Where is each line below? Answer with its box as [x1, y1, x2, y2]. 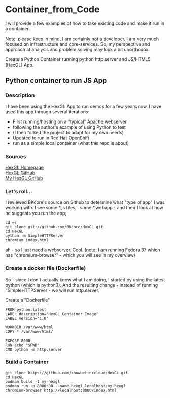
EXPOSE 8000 [5, 338, 30, 343]
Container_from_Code [5, 4, 100, 15]
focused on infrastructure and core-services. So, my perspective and [5, 41, 150, 47]
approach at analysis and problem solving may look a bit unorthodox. [5, 46, 150, 52]
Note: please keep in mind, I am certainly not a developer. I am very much [5, 36, 159, 42]
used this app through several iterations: [5, 108, 90, 115]
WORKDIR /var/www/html [5, 324, 53, 330]
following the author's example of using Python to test [12, 124, 126, 130]
